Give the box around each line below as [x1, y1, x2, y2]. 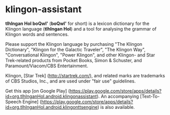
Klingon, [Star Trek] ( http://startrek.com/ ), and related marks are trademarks [5, 72, 165, 78]
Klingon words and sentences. [5, 31, 69, 37]
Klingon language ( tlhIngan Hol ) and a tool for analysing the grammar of [5, 25, 157, 32]
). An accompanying [96, 93, 139, 99]
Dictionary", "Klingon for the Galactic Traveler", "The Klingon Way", [5, 46, 146, 52]
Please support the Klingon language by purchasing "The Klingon [5, 41, 143, 47]
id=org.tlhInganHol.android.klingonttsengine [5, 104, 98, 110]
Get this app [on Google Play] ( [5, 88, 70, 94]
